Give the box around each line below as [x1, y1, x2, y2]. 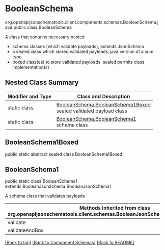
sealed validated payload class [56, 107, 128, 114]
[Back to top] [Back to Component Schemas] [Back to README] [5, 240, 135, 246]
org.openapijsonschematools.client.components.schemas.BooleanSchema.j [5, 19, 159, 25]
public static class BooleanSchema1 [5, 178, 78, 184]
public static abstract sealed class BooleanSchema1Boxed [5, 151, 123, 157]
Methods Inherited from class [79, 204, 151, 211]
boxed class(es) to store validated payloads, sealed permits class [12, 59, 145, 65]
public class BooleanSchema [13, 24, 72, 30]
